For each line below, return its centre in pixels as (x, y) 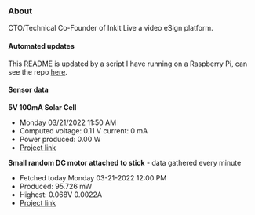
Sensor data (28, 90)
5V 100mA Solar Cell (42, 107)
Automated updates (41, 46)
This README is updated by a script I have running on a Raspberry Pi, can (128, 64)
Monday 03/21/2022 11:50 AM (68, 122)
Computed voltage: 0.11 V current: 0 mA (84, 130)
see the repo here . (38, 71)
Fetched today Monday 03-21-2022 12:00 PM (93, 177)
